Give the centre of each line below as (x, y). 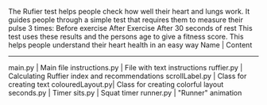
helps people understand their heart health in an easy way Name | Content (130, 45)
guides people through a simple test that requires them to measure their (126, 20)
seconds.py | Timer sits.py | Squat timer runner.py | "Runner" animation (125, 93)
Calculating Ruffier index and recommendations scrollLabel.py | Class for (128, 76)
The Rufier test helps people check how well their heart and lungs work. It (129, 11)
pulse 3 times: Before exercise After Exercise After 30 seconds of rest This (130, 28)
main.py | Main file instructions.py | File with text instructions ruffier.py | (126, 67)
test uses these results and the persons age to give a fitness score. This (126, 36)
